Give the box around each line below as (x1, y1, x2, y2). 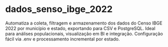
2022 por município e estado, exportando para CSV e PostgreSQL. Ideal (5, 25, 156, 31)
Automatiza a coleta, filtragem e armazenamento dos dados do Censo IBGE (5, 20, 163, 26)
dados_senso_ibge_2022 (5, 3, 113, 15)
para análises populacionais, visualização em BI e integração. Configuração (5, 30, 163, 36)
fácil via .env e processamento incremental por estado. (5, 36, 120, 42)
